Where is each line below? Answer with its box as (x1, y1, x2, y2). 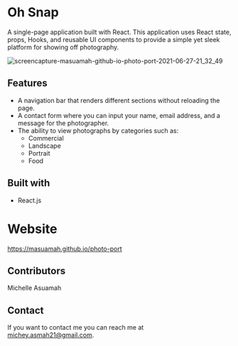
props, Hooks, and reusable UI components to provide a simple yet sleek (7, 35, 220, 43)
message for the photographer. (17, 119, 109, 127)
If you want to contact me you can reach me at (7, 323, 144, 332)
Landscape (28, 141, 62, 150)
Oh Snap (7, 4, 59, 21)
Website (7, 221, 58, 237)
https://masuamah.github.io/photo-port (7, 244, 122, 253)
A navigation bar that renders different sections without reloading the (17, 96, 220, 104)
